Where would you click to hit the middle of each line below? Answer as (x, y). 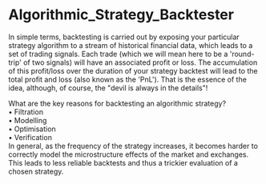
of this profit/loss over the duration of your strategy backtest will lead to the (133, 70)
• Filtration (26, 112)
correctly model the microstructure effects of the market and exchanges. (129, 154)
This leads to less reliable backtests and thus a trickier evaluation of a (123, 162)
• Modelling (28, 120)
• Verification (30, 137)
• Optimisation (32, 129)
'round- (242, 54)
